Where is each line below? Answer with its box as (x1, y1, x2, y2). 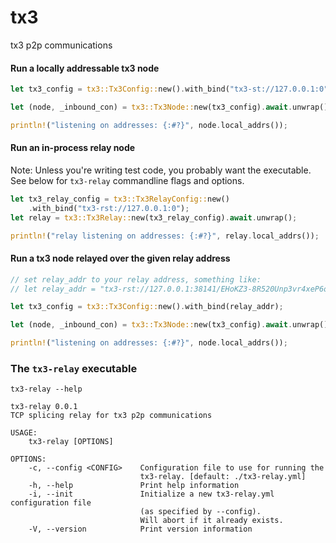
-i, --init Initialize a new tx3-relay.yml (28, 489, 275, 500)
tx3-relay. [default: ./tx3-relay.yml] (139, 472, 307, 482)
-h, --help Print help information (28, 481, 240, 491)
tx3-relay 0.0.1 (10, 402, 78, 412)
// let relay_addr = (10, 284, 97, 294)
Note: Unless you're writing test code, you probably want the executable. (10, 164, 312, 176)
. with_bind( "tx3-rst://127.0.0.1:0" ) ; (28, 203, 190, 213)
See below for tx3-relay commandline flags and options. (10, 174, 245, 186)
